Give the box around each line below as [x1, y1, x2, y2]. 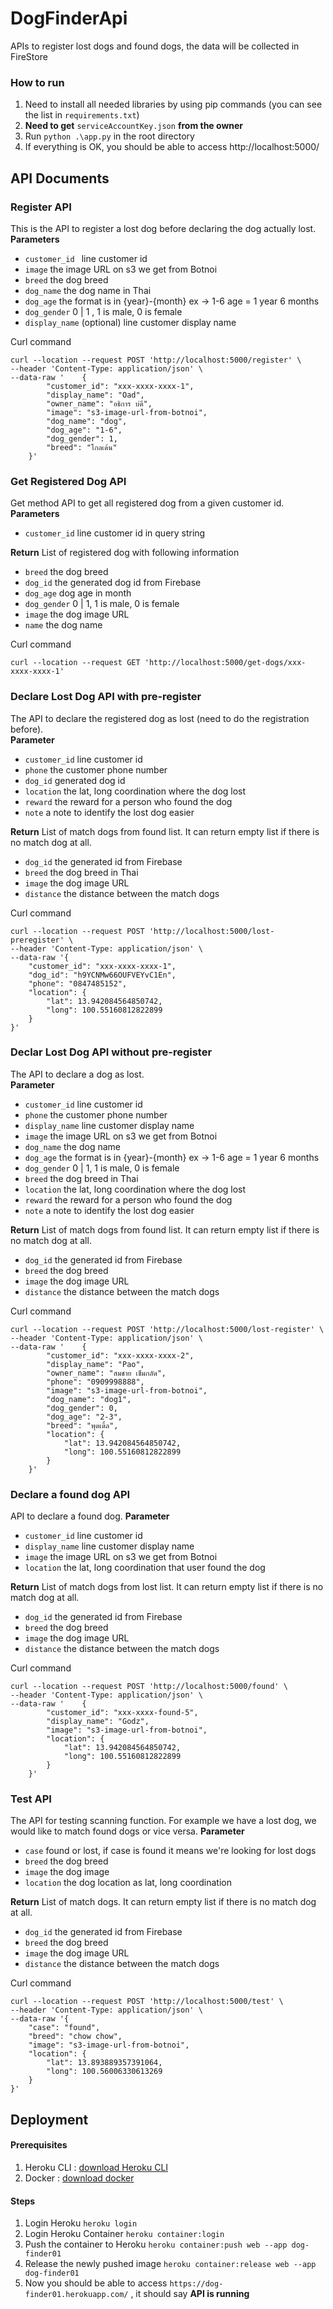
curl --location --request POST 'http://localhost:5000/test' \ [10, 1997, 284, 2007]
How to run [10, 75, 65, 89]
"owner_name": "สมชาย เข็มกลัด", [46, 1368, 167, 1378]
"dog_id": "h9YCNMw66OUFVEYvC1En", [28, 970, 177, 980]
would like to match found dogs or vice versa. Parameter [10, 1825, 245, 1837]
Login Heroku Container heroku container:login [24, 2228, 225, 2240]
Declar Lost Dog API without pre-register [10, 1045, 213, 1059]
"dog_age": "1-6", [46, 425, 123, 435]
